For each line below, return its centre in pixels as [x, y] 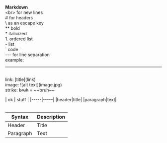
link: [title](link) [20, 79]
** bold [12, 28]
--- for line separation [27, 55]
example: [14, 60]
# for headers [19, 18]
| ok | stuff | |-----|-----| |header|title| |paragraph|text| [61, 100]
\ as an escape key [24, 23]
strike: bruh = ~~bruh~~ [30, 90]
